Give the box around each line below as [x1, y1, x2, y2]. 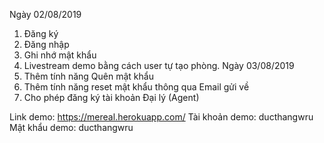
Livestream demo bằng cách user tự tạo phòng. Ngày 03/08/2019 [23, 60, 295, 71]
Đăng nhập [23, 39, 70, 50]
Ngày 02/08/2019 [9, 9, 82, 20]
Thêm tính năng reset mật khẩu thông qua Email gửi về [23, 81, 250, 93]
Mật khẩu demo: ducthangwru [9, 122, 134, 133]
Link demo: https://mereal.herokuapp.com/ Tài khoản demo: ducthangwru [9, 111, 314, 123]
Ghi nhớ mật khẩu [23, 49, 97, 61]
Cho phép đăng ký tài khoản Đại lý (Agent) [23, 92, 200, 103]
